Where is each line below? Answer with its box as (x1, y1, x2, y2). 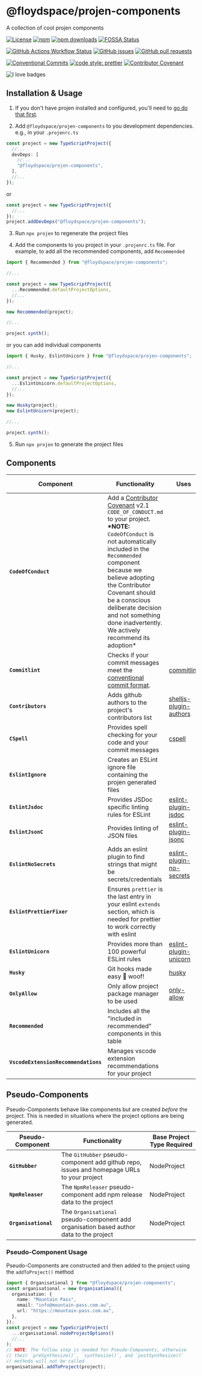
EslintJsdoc (9, 804, 44, 810)
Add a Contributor (107, 494, 158, 502)
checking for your (107, 730, 158, 739)
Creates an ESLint (107, 755, 158, 764)
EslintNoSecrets (9, 861, 56, 867)
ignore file (107, 763, 136, 771)
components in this (107, 1029, 162, 1038)
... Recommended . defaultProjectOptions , (11, 287, 112, 293)
